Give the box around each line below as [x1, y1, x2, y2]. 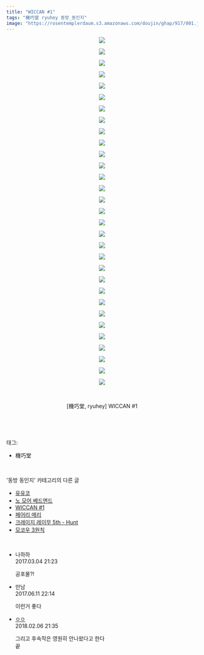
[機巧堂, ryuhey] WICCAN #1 [66, 402, 138, 410]
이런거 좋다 [15, 603, 42, 610]
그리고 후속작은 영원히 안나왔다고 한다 [15, 635, 105, 642]
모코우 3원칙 [15, 526, 45, 533]
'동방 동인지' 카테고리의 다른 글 [6, 476, 80, 484]
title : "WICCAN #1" [6, 9, 56, 15]
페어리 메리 [15, 511, 42, 518]
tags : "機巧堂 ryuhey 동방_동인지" [6, 15, 87, 21]
